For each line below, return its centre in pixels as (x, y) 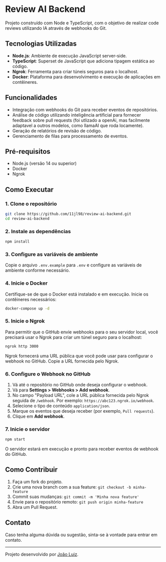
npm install (17, 242)
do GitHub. (16, 454)
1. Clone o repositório (31, 203)
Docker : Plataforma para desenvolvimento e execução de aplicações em (86, 77)
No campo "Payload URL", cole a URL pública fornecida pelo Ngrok (81, 395)
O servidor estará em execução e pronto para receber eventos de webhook (82, 449)
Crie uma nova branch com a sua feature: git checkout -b (72, 487)
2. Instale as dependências (38, 231)
